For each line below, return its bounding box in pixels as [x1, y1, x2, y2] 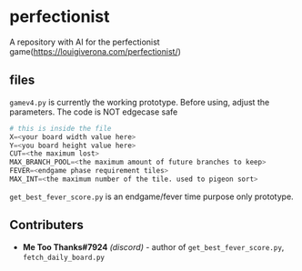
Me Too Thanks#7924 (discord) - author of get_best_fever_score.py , [22, 241, 285, 252]
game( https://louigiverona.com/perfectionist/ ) [9, 45, 182, 56]
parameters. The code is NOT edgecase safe [9, 106, 178, 117]
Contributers [9, 217, 85, 233]
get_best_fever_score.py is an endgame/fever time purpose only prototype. [9, 191, 294, 202]
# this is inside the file [9, 124, 112, 133]
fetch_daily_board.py [22, 253, 105, 262]
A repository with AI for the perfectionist [9, 36, 161, 47]
